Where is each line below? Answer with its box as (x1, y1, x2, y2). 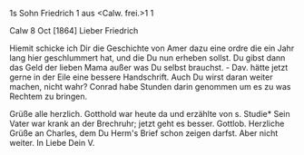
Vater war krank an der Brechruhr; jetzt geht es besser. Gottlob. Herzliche (9, 118, 285, 129)
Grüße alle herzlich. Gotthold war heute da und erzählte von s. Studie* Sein (9, 109, 290, 119)
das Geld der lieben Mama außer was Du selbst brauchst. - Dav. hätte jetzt (9, 63, 289, 73)
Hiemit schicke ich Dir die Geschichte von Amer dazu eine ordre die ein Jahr (9, 43, 295, 53)
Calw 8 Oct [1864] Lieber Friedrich (9, 25, 139, 35)
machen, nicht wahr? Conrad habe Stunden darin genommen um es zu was (9, 82, 292, 92)
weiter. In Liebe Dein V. (9, 138, 95, 148)
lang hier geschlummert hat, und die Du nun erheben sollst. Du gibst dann (9, 53, 286, 63)
